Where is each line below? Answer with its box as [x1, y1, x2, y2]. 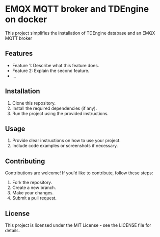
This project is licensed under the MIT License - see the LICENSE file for [5, 222, 151, 228]
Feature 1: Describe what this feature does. [12, 62, 99, 68]
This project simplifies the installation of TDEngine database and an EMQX [5, 30, 156, 36]
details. [5, 228, 20, 233]
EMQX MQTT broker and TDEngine [5, 3, 149, 15]
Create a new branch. [12, 185, 56, 190]
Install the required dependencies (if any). [12, 105, 97, 111]
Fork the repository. [12, 180, 53, 186]
